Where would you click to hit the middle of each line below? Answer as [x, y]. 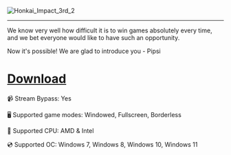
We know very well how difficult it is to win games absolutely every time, [110, 30]
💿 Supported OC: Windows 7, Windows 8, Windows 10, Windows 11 [102, 144]
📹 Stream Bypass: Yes [40, 98]
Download [37, 79]
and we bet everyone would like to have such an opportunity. [93, 38]
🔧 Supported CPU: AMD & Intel [51, 130]
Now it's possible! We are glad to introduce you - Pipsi [84, 51]
